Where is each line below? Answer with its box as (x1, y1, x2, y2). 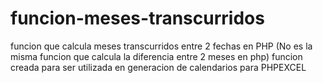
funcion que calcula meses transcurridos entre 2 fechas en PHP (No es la (10, 40, 313, 52)
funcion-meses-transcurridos (10, 7, 265, 30)
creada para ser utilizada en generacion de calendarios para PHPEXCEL (10, 61, 307, 73)
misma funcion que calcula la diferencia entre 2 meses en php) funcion (10, 50, 303, 62)
